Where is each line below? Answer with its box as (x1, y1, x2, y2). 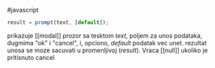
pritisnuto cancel (7, 53, 55, 61)
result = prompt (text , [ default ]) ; (7, 19, 109, 26)
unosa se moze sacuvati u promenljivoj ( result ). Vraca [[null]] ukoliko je (7, 46, 208, 54)
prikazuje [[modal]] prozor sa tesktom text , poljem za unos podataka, (7, 31, 203, 40)
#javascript (7, 6, 39, 14)
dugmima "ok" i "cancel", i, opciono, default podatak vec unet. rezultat (7, 38, 207, 47)
